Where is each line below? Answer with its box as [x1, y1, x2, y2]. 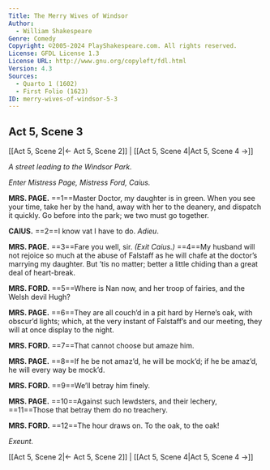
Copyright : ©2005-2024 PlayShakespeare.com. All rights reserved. [8, 42, 238, 50]
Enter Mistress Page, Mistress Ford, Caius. [8, 177, 151, 187]
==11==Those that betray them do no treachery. [8, 405, 169, 415]
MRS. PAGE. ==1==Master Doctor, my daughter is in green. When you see [8, 194, 255, 203]
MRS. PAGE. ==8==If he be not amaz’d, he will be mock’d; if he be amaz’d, [8, 357, 258, 366]
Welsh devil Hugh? [8, 293, 71, 302]
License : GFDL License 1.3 [8, 49, 100, 58]
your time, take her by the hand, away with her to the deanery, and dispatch [8, 202, 262, 211]
